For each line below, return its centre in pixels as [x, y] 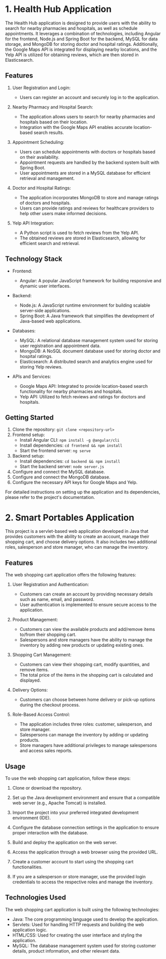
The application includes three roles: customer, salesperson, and [86, 724]
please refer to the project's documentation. [50, 497]
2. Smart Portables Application [70, 518]
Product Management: [35, 620]
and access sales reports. [46, 751]
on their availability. [39, 157]
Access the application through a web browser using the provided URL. [85, 852]
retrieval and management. [47, 178]
